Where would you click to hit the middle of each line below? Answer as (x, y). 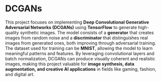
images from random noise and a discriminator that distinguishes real (77, 38)
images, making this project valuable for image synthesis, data (70, 64)
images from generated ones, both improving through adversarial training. (81, 43)
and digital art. (20, 74)
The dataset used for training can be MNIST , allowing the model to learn (79, 48)
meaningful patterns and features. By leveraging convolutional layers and (80, 53)
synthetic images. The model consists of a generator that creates (87, 32)
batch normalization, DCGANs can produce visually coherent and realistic (80, 58)
